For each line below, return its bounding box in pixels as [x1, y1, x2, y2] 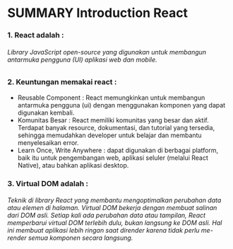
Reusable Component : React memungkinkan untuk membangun [17, 93, 205, 102]
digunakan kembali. [17, 108, 75, 117]
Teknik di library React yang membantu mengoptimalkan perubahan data [7, 196, 222, 204]
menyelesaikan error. [17, 138, 79, 146]
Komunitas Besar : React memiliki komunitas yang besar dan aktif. [17, 115, 210, 124]
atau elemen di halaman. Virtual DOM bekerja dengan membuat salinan [7, 204, 217, 212]
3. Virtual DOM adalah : [7, 178, 88, 188]
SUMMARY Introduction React [7, 5, 189, 21]
